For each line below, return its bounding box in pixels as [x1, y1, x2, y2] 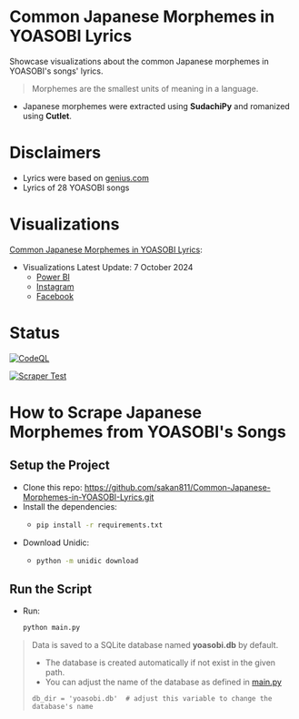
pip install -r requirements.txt [35, 521, 164, 530]
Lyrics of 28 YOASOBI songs [22, 182, 130, 193]
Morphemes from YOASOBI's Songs [9, 421, 286, 442]
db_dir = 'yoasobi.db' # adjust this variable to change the [31, 694, 273, 704]
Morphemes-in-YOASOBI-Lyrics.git [22, 491, 154, 502]
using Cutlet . [22, 110, 73, 121]
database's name [31, 703, 94, 712]
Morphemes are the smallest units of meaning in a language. [31, 83, 259, 94]
